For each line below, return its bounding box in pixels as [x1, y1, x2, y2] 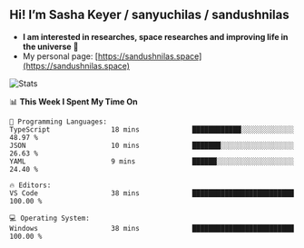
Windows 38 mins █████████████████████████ [9, 223, 295, 233]
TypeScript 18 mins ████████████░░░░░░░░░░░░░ [9, 124, 295, 134]
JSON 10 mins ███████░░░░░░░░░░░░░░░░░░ [9, 141, 295, 150]
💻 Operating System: [9, 213, 91, 223]
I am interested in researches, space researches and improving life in [22, 31, 289, 42]
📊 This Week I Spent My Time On [9, 95, 138, 107]
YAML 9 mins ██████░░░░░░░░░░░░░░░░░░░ [9, 156, 295, 166]
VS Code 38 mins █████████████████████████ [9, 188, 295, 198]
